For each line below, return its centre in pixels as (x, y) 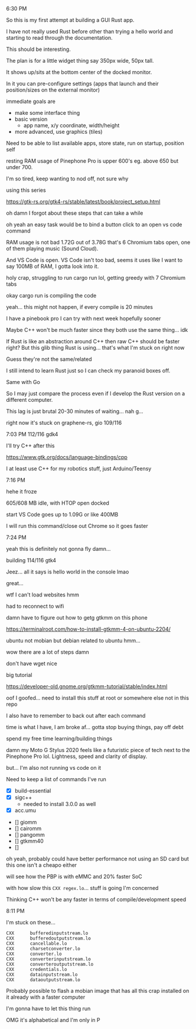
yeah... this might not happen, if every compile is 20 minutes (80, 307)
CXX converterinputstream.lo (49, 959)
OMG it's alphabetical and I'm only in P (53, 1020)
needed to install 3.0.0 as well (60, 804)
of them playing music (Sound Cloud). (52, 249)
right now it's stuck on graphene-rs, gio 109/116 (64, 423)
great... (15, 583)
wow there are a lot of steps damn (48, 652)
